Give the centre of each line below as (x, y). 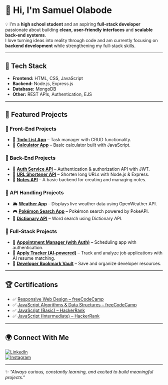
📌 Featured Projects (36, 115)
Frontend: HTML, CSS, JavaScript (48, 78)
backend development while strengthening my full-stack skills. (70, 46)
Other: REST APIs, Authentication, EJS (52, 94)
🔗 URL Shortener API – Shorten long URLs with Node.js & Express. (81, 174)
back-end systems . (26, 35)
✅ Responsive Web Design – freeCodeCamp (58, 299)
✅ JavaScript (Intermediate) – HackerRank (56, 316)
